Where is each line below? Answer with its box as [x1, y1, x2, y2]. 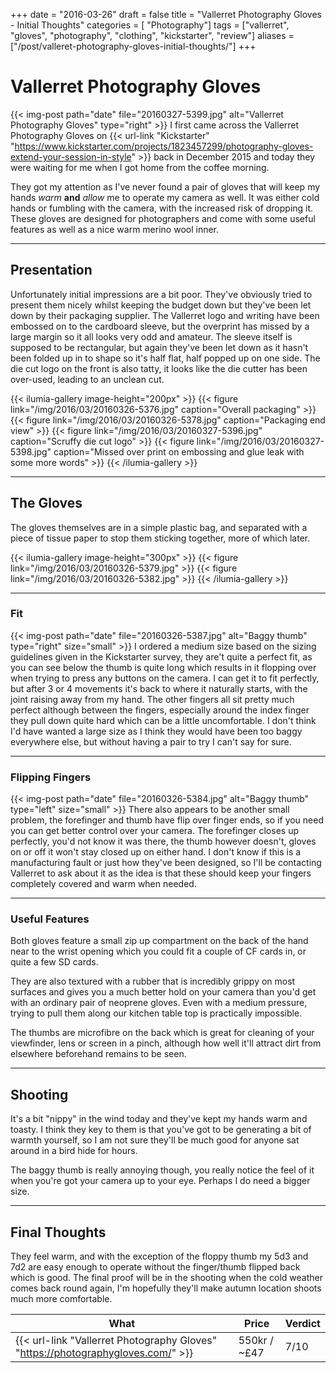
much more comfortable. [10, 1293, 113, 1305]
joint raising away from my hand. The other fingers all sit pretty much [10, 693, 295, 705]
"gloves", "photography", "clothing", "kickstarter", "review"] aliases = [10, 30, 295, 41]
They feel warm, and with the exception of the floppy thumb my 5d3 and [10, 1250, 309, 1263]
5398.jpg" [10, 445, 52, 458]
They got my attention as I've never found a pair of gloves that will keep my [10, 180, 321, 193]
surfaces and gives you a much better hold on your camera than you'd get [10, 986, 317, 998]
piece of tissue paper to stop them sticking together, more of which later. [10, 532, 311, 544]
